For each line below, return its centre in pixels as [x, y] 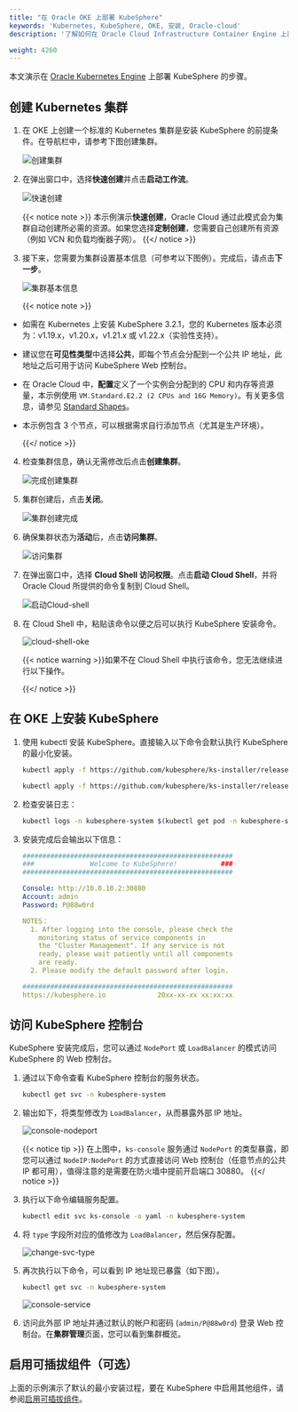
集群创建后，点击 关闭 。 [65, 500]
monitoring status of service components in [122, 938]
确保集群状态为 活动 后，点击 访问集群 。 [92, 537]
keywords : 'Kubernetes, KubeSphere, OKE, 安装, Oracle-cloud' [125, 26]
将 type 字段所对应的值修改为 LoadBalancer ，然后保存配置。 [131, 1235]
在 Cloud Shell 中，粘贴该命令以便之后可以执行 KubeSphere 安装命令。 [151, 624]
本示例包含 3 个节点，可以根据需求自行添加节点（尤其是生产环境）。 [145, 425]
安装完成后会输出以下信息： [73, 839]
